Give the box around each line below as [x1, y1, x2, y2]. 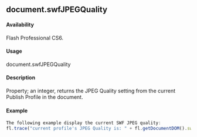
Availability [6, 21, 34, 28]
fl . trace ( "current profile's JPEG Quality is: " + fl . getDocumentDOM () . [6, 126, 188, 132]
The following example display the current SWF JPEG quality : [6, 120, 161, 126]
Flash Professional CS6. [6, 34, 63, 41]
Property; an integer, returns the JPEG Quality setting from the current [6, 88, 176, 94]
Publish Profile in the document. [6, 93, 83, 101]
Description [6, 74, 36, 81]
